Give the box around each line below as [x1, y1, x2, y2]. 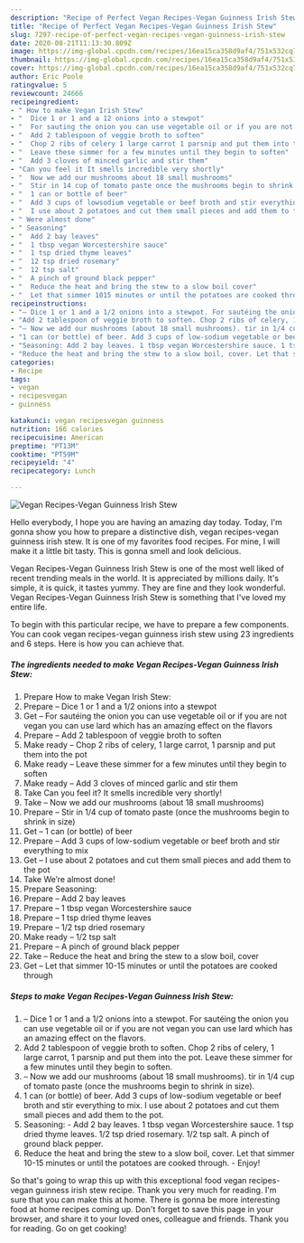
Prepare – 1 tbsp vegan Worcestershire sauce [23, 902, 192, 913]
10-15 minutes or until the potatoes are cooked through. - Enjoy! [23, 1157, 261, 1168]
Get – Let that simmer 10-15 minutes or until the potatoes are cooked [23, 960, 278, 971]
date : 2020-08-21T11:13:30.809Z [10, 38, 132, 48]
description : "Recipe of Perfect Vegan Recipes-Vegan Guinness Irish [10, 13, 278, 23]
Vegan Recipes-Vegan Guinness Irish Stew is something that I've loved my [10, 592, 287, 602]
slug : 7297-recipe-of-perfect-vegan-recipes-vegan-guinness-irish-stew [10, 30, 285, 39]
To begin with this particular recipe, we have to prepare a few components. [10, 619, 290, 629]
